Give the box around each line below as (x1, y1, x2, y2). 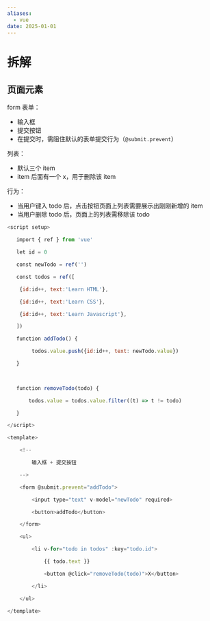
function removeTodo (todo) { (16, 385, 99, 391)
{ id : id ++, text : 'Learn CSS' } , (19, 298, 106, 305)
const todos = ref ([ (16, 273, 75, 280)
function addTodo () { (16, 335, 78, 343)
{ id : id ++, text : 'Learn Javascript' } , (19, 310, 127, 317)
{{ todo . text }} (43, 558, 90, 565)
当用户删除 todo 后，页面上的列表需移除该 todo (16, 210, 150, 219)
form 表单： (7, 103, 40, 112)
